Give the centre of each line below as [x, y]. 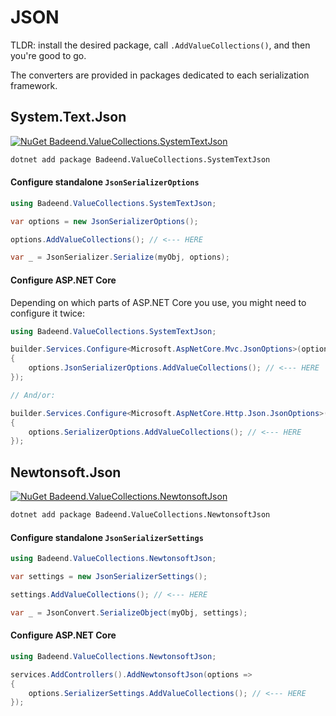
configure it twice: [47, 313]
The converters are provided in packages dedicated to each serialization [160, 75]
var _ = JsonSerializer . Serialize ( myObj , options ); [120, 257]
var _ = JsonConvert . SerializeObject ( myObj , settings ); [129, 612]
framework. [34, 85]
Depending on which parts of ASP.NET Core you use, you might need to [158, 302]
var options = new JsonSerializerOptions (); [104, 221]
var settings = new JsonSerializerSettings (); [109, 577]
